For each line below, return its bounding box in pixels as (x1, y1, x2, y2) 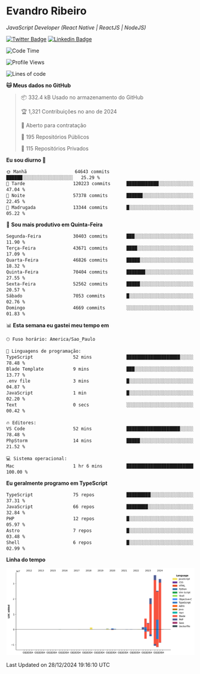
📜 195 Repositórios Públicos (20, 133, 90, 140)
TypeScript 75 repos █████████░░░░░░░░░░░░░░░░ (6, 491, 194, 498)
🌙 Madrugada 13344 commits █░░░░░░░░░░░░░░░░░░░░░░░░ (6, 204, 194, 210)
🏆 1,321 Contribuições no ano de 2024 (20, 107, 118, 115)
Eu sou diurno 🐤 (6, 156, 46, 164)
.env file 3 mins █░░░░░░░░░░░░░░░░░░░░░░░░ (6, 378, 194, 384)
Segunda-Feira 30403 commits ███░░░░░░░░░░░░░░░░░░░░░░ (6, 233, 194, 239)
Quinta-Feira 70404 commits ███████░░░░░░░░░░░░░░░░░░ (6, 269, 194, 275)
